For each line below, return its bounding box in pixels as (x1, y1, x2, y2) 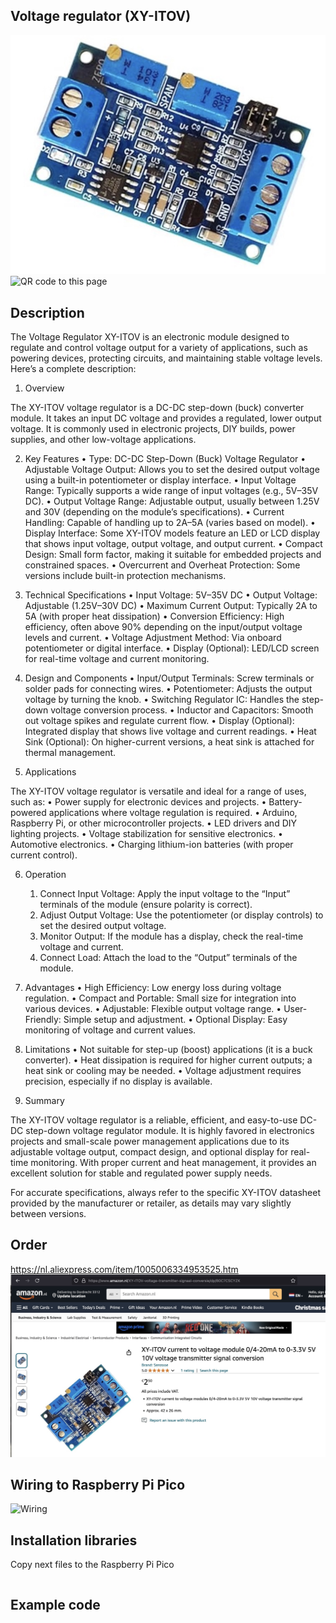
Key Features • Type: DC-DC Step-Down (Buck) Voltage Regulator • (24, 452, 307, 464)
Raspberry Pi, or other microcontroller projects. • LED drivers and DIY (10, 817, 298, 829)
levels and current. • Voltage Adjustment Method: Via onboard (24, 631, 282, 643)
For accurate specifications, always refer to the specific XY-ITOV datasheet (10, 1186, 321, 1198)
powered (10, 806, 47, 818)
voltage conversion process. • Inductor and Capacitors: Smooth (50, 704, 314, 716)
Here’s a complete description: (10, 362, 137, 374)
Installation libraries (10, 1532, 138, 1549)
